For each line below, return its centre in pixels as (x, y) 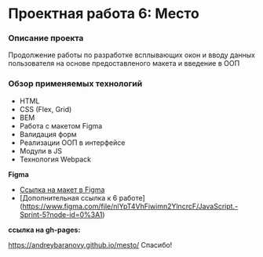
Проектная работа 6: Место (104, 14)
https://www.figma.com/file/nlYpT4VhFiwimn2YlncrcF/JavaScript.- (130, 206)
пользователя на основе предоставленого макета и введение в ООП (124, 63)
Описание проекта (46, 38)
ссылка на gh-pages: (44, 230)
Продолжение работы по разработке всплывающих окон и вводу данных (131, 55)
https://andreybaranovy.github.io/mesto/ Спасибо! (90, 244)
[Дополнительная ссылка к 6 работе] (82, 197)
